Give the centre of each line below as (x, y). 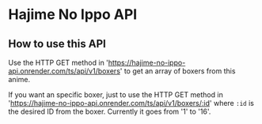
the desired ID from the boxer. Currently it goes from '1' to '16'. (110, 111)
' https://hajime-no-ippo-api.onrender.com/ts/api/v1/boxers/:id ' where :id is (131, 103)
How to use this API (57, 44)
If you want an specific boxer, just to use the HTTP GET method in (116, 95)
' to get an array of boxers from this (178, 71)
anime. (19, 79)
